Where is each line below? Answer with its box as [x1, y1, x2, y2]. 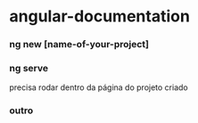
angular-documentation [9, 6, 190, 27]
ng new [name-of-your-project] [9, 38, 150, 51]
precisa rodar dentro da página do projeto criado [9, 82, 189, 93]
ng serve [9, 62, 49, 75]
